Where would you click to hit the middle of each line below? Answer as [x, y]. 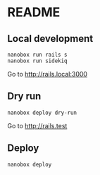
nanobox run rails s [38, 55]
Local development [50, 39]
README [34, 12]
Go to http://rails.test [37, 125]
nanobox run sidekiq [38, 61]
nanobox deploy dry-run [42, 113]
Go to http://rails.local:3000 [48, 74]
